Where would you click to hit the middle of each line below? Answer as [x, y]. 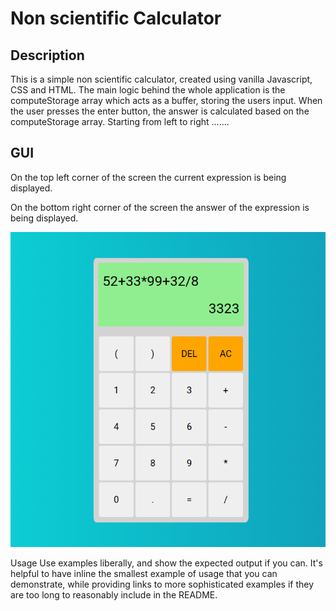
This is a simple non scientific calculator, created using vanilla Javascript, [161, 79]
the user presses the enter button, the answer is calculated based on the [160, 111]
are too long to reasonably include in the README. [114, 594]
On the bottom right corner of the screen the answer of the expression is [160, 207]
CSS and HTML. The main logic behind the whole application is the [148, 90]
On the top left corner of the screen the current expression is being [148, 177]
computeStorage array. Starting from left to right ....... [120, 121]
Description [47, 55]
